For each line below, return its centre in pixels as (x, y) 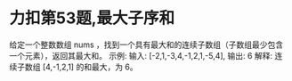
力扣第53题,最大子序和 (92, 18)
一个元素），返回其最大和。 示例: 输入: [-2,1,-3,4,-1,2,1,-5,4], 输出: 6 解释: (141, 55)
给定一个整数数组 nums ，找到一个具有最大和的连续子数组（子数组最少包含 (146, 45)
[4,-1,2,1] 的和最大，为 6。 (90, 67)
